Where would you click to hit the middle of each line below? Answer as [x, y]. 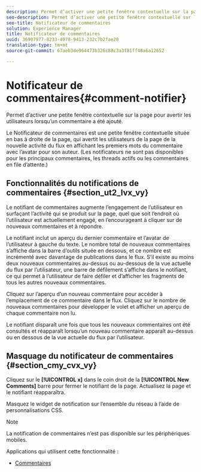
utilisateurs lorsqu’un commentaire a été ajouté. [65, 121]
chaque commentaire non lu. [42, 313]
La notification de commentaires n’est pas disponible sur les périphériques [98, 434]
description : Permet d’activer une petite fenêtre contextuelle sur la [97, 12]
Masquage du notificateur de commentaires [90, 356]
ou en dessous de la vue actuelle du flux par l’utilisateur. [75, 337]
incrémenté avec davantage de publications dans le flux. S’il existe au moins [100, 257]
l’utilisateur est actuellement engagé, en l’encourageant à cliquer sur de [94, 220]
